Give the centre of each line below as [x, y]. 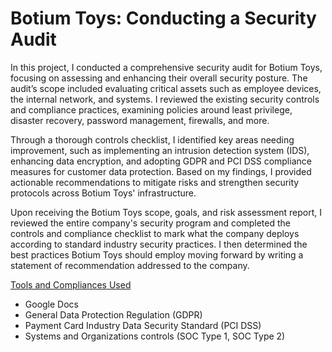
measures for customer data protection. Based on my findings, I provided [161, 171]
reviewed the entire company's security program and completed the [150, 223]
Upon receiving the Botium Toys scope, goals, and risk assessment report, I [166, 212]
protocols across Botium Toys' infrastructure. [103, 193]
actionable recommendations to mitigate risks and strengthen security [155, 182]
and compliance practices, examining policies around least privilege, [151, 109]
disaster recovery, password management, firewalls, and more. [140, 120]
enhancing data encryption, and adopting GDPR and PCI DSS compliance [161, 161]
